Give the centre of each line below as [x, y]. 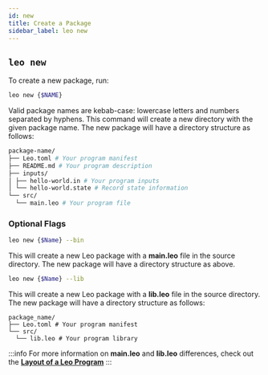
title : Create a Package [50, 23]
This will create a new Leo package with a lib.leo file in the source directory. [134, 295]
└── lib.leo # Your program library [77, 339]
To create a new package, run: [59, 80]
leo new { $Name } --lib [46, 279]
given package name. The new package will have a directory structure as [130, 128]
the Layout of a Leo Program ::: [60, 362]
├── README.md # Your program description [80, 165]
